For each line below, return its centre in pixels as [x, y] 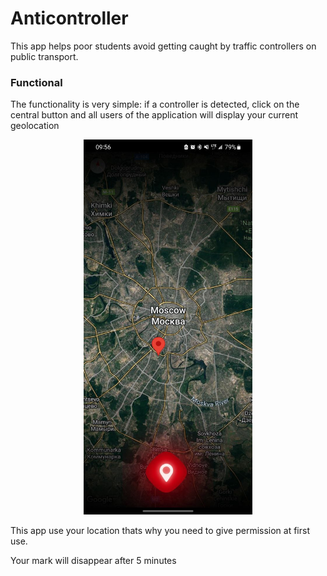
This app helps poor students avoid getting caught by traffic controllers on [163, 46]
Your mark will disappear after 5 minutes [93, 561]
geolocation [35, 126]
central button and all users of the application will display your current [154, 115]
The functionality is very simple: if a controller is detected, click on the [155, 104]
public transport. [44, 56]
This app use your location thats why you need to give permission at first [160, 531]
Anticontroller [69, 18]
